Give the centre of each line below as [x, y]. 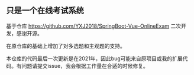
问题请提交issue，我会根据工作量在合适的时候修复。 [85, 66]
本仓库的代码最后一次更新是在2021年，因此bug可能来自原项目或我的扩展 [95, 58]
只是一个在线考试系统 [45, 11]
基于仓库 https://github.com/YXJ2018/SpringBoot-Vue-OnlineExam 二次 [94, 26]
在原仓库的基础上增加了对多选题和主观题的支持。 [66, 45]
